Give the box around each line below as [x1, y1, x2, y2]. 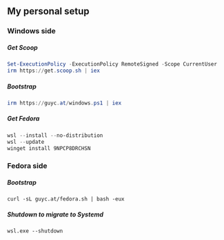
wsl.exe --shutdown [7, 228, 63, 234]
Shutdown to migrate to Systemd [7, 210, 104, 219]
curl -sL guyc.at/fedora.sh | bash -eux [7, 196, 125, 203]
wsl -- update [7, 138, 45, 145]
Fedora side [7, 161, 48, 171]
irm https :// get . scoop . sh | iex [7, 67, 100, 75]
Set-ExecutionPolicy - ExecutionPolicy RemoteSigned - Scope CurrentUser [7, 61, 217, 68]
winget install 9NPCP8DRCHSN [7, 145, 91, 151]
